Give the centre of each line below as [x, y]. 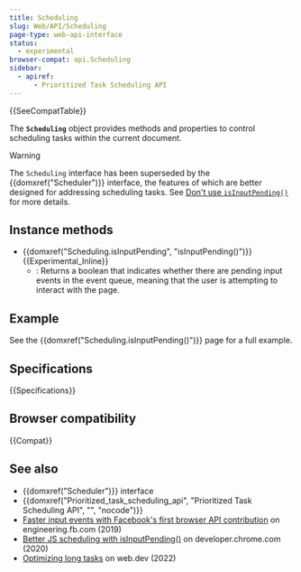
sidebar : [26, 69]
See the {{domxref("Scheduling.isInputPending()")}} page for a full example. [151, 341]
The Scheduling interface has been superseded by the [109, 173]
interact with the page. [78, 290]
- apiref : [36, 77]
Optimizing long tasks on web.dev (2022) [99, 558]
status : [24, 43]
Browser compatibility [73, 419]
